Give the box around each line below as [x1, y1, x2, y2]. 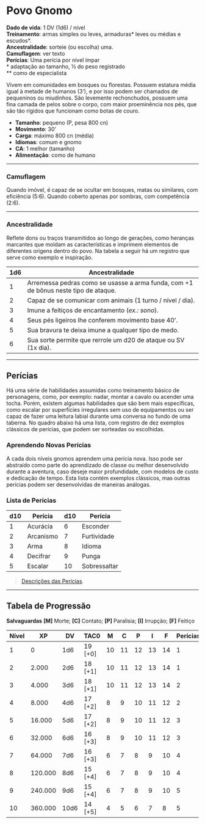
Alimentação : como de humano [15, 151, 96, 159]
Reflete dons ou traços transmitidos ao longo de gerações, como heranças [6, 234, 194, 241]
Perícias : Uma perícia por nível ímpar [6, 56, 100, 64]
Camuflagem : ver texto [6, 49, 65, 57]
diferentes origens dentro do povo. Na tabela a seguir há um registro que [6, 247, 190, 254]
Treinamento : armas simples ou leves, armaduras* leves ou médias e [6, 30, 181, 37]
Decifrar [27, 552, 51, 560]
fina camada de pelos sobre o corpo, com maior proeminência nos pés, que [6, 100, 197, 108]
